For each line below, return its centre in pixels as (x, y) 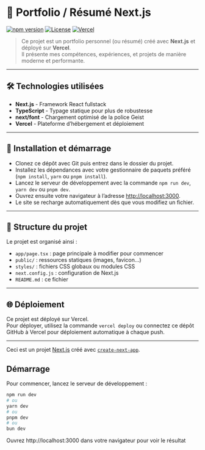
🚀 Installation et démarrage (59, 149)
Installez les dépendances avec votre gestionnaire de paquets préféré (103, 170)
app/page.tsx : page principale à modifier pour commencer (89, 253)
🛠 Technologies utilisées (55, 86)
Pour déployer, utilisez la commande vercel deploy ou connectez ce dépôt (100, 325)
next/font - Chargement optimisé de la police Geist (80, 117)
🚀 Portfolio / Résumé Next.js (79, 13)
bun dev (16, 429)
